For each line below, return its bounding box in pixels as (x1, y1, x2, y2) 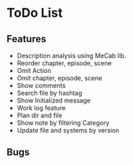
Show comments (16, 81, 66, 89)
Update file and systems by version (16, 126, 120, 134)
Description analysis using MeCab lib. (16, 51, 127, 60)
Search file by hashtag (16, 89, 82, 97)
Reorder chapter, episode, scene (16, 59, 112, 67)
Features (6, 33, 46, 45)
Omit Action (16, 67, 51, 74)
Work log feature (16, 104, 66, 112)
